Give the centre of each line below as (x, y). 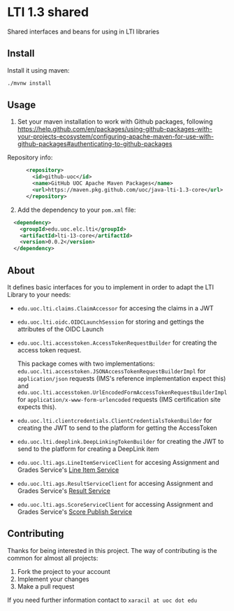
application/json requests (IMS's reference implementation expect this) (122, 379)
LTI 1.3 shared (48, 12)
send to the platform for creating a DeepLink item (88, 449)
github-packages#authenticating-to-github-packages (95, 144)
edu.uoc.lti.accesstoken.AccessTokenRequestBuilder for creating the (117, 343)
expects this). (37, 407)
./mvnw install (29, 83)
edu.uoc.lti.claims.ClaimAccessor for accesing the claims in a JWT (116, 308)
